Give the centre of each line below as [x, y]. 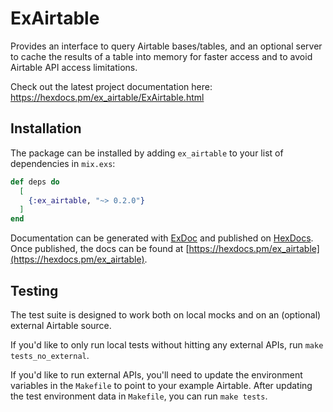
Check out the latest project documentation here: [111, 86]
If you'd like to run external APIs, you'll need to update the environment [156, 374]
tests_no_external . [50, 355]
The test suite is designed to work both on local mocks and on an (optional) [166, 314]
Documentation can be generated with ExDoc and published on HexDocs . [162, 238]
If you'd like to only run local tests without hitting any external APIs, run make [167, 344]
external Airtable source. [61, 325]
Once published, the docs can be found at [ [100, 249]
